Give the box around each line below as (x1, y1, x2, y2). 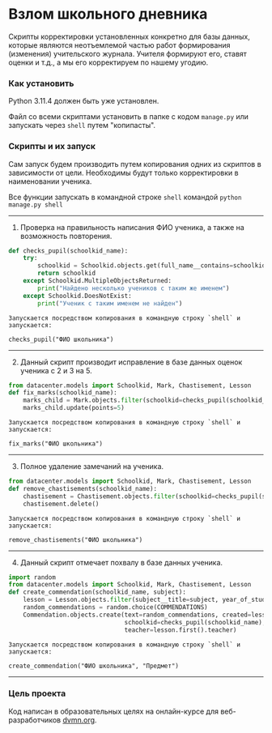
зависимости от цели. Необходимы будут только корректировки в (8, 168, 239, 177)
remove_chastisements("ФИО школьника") (8, 535, 143, 543)
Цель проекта (8, 688, 66, 699)
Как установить (8, 78, 74, 89)
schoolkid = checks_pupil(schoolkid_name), (124, 618, 266, 626)
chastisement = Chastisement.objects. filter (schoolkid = (23, 492, 216, 501)
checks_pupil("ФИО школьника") (8, 335, 114, 343)
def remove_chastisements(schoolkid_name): (8, 484, 158, 492)
